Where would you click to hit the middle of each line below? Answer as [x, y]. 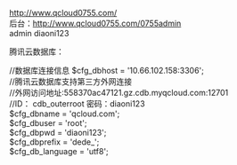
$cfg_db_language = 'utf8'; [59, 151]
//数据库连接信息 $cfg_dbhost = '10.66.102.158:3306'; [107, 71]
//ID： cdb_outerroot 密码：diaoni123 [77, 104]
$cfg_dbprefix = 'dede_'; [54, 142]
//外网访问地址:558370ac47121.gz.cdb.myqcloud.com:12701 [119, 93]
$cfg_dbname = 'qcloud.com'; [65, 114]
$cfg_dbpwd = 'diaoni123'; [58, 133]
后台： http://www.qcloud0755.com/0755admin [95, 23]
